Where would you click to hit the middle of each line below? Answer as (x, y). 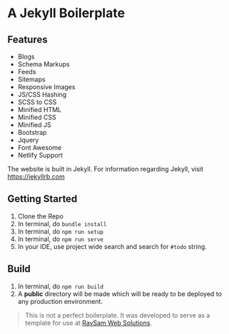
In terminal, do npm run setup (60, 231)
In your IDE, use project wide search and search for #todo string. (112, 246)
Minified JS (34, 125)
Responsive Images (46, 87)
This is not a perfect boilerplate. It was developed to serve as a (117, 315)
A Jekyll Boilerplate (66, 13)
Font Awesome (40, 147)
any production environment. (60, 301)
